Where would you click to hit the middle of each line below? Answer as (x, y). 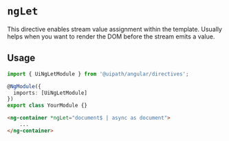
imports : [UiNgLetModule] (51, 93)
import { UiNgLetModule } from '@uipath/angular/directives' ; (98, 74)
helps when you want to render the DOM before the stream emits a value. (111, 36)
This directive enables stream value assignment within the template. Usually (115, 29)
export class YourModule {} (47, 106)
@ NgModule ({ (24, 86)
